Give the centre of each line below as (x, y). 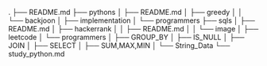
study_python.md (37, 54)
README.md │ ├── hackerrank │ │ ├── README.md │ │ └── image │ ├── (133, 29)
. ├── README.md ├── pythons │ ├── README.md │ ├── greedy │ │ (126, 12)
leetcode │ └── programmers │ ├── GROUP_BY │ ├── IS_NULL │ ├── (126, 37)
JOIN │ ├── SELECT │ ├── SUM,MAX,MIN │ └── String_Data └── (119, 46)
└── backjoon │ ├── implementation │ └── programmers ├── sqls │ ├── (132, 20)
